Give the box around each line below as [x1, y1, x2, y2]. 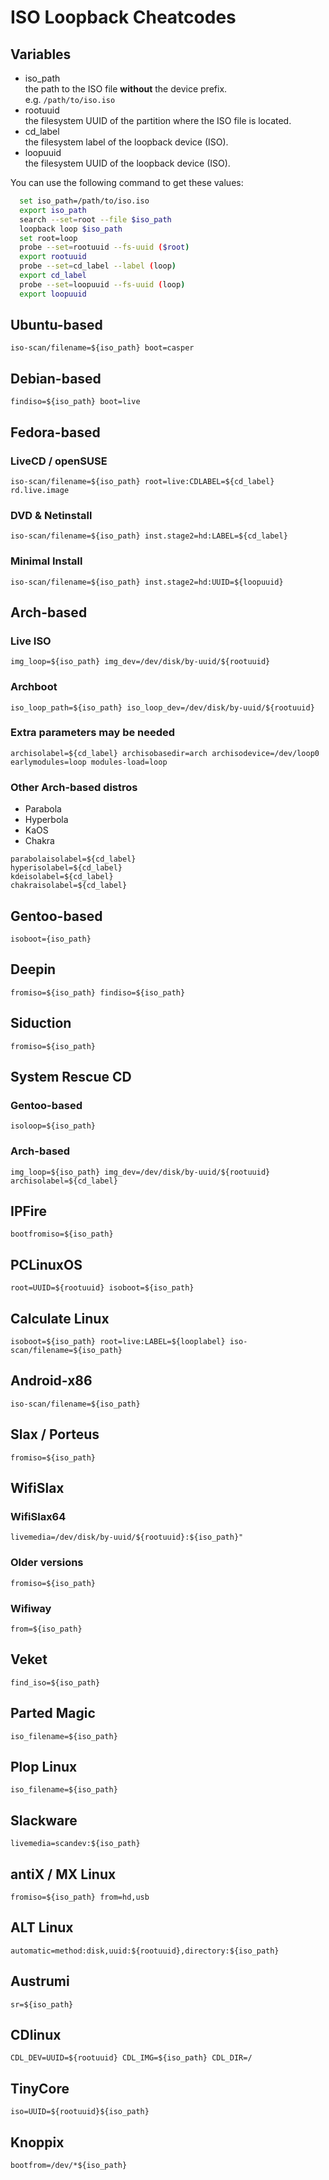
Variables [10, 46, 72, 63]
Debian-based [10, 370, 102, 387]
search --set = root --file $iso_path [19, 214, 172, 225]
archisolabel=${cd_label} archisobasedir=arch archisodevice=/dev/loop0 [10, 748, 320, 758]
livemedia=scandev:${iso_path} [10, 1839, 141, 1849]
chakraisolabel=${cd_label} [10, 881, 128, 891]
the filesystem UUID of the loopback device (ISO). [24, 157, 231, 169]
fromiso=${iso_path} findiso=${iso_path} [10, 987, 186, 998]
